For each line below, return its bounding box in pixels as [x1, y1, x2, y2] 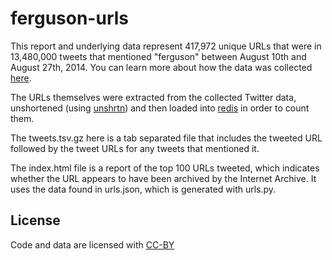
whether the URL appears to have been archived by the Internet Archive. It [10, 172, 317, 184]
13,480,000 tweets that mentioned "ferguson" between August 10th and [10, 50, 307, 62]
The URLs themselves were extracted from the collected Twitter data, [10, 91, 297, 103]
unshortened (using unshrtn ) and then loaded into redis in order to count [10, 102, 310, 114]
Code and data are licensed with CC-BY [10, 238, 175, 251]
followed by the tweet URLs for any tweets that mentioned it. [10, 142, 260, 154]
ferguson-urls [10, 7, 129, 30]
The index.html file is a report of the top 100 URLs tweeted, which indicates [10, 162, 320, 174]
